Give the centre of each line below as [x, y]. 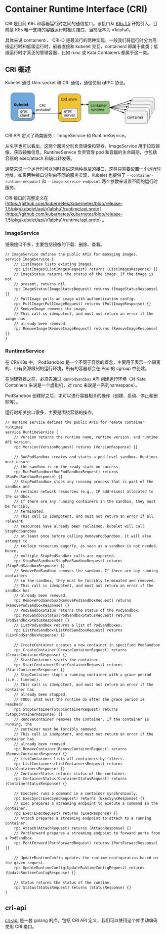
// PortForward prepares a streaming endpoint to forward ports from [87, 833]
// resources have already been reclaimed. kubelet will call [79, 526]
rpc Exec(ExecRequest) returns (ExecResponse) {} [66, 813]
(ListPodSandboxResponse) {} [35, 635]
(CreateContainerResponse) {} [36, 655]
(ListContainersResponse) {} [35, 769]
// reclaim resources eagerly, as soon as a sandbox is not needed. [86, 546]
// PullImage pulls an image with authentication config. [75, 299]
